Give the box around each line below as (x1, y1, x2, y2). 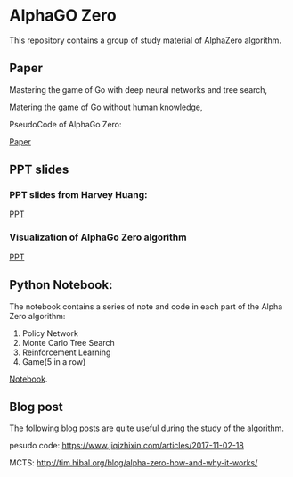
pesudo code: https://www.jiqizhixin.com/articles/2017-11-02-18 (9, 440, 245, 451)
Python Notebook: (9, 277, 113, 292)
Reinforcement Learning (21, 347, 111, 358)
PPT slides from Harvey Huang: (9, 189, 148, 201)
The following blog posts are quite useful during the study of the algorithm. (9, 423, 285, 433)
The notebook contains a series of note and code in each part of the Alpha (9, 300, 283, 312)
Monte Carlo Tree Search (21, 337, 115, 348)
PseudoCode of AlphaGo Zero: (9, 119, 122, 129)
